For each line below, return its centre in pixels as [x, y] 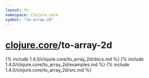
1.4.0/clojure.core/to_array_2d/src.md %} [48, 70]
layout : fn [17, 10]
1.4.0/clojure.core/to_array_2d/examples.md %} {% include [67, 65]
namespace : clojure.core [32, 15]
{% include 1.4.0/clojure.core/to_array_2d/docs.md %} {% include [75, 59]
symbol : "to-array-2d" [29, 19]
